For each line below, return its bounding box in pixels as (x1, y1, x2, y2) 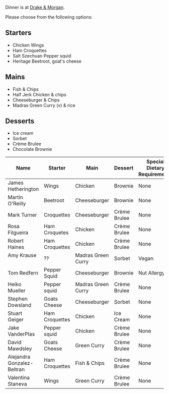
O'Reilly (8, 200, 26, 207)
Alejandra (8, 353, 31, 360)
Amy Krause (8, 252, 37, 259)
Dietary (146, 164, 165, 172)
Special (146, 158, 165, 165)
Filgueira (8, 229, 29, 236)
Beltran (8, 366, 25, 373)
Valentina (8, 374, 30, 381)
